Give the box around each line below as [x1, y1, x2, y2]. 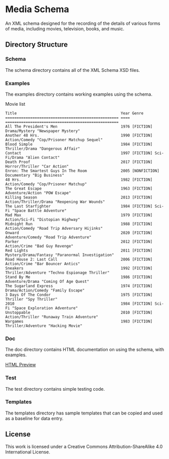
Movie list [5, 101, 25, 107]
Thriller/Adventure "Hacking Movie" [5, 323, 82, 328]
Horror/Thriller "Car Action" [5, 163, 69, 169]
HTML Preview [5, 362, 36, 368]
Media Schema [5, 4, 69, 15]
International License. [5, 449, 51, 455]
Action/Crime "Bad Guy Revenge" [5, 243, 73, 248]
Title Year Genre [5, 110, 144, 116]
